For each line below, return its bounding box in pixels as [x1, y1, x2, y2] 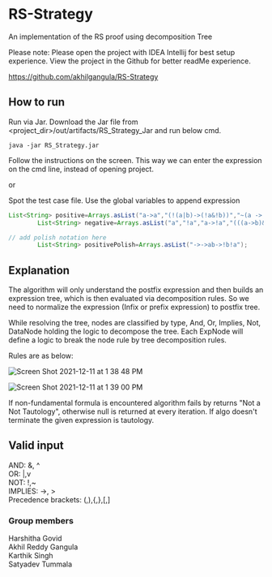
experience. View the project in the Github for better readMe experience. [8, 56, 251, 66]
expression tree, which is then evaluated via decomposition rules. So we [8, 294, 249, 304]
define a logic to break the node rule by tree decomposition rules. [8, 335, 227, 345]
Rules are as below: [8, 351, 74, 361]
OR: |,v [8, 468, 32, 479]
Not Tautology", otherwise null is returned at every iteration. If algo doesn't [8, 407, 257, 416]
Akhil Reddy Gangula [8, 542, 79, 552]
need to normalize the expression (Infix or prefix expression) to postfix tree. [8, 302, 261, 312]
